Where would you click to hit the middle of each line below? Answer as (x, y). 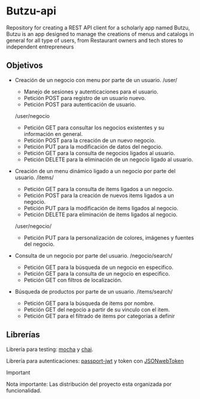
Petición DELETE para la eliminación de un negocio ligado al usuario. (108, 159)
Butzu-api (31, 11)
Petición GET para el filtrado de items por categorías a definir (99, 316)
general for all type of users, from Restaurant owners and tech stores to (95, 40)
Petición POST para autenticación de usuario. (80, 104)
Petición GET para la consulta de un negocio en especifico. (97, 273)
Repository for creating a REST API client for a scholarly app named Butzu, (98, 28)
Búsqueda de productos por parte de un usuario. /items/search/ (94, 291)
